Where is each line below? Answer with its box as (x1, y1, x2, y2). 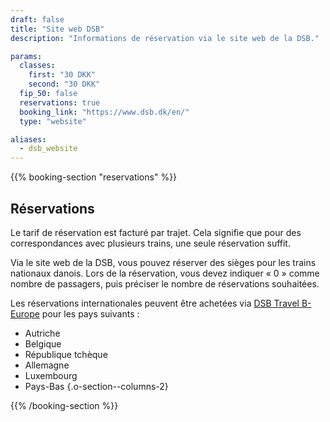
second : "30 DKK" (28, 79, 101, 90)
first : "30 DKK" (28, 70, 97, 80)
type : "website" (19, 116, 87, 126)
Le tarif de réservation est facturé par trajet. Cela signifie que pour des (10, 226, 302, 238)
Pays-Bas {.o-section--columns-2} (24, 380, 169, 392)
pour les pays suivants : (41, 307, 140, 320)
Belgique (24, 337, 62, 350)
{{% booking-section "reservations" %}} (10, 171, 178, 183)
